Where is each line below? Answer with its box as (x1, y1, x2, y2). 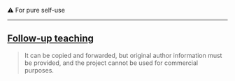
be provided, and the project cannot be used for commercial (24, 59, 199, 67)
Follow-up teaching (7, 33, 94, 45)
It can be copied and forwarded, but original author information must (24, 51, 222, 59)
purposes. (24, 66, 55, 74)
